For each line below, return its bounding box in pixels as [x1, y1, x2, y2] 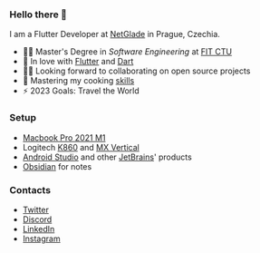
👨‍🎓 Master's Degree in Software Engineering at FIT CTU [22, 46, 233, 57]
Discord [22, 213, 53, 225]
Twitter [22, 204, 50, 215]
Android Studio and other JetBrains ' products [22, 151, 192, 162]
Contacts [9, 183, 52, 196]
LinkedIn [22, 223, 55, 234]
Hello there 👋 [9, 8, 68, 21]
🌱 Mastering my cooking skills [22, 75, 135, 86]
